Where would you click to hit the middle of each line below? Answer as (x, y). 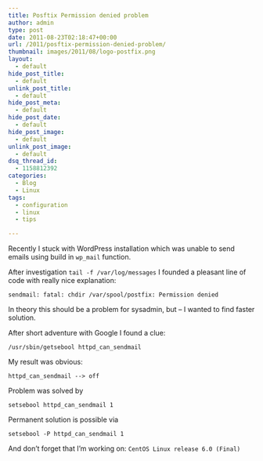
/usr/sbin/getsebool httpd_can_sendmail (75, 347)
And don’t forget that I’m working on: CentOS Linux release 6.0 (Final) (124, 448)
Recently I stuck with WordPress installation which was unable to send (121, 249)
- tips (26, 220)
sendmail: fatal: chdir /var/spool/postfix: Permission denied (113, 295)
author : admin (31, 23)
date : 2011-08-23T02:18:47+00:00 (63, 37)
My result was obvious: (46, 362)
